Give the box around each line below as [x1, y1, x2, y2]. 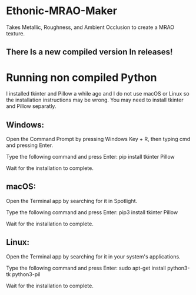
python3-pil [12, 270, 41, 278]
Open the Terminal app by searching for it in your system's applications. [6, 253, 181, 260]
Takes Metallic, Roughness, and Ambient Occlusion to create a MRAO [6, 24, 175, 31]
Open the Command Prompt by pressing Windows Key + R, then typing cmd [6, 136, 191, 143]
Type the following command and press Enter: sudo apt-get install [6, 264, 166, 271]
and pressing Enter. [6, 142, 54, 149]
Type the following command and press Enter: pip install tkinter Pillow [6, 153, 175, 160]
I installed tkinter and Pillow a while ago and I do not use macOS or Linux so [6, 90, 190, 97]
